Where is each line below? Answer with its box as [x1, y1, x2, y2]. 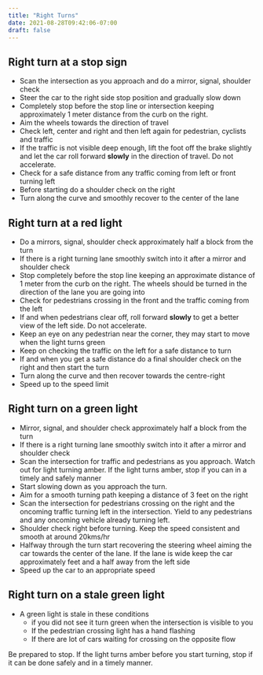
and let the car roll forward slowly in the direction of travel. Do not [19, 151, 234, 161]
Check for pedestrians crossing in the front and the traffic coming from [19, 296, 250, 305]
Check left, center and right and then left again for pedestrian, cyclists [19, 127, 247, 136]
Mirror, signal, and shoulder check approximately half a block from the [19, 423, 247, 432]
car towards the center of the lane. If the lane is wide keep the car [19, 548, 233, 558]
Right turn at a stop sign [8, 55, 128, 69]
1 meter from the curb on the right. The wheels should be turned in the [19, 279, 247, 288]
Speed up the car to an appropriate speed [19, 565, 155, 575]
